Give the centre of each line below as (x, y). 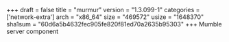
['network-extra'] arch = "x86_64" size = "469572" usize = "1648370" (105, 17)
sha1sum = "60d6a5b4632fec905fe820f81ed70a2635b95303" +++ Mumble (114, 24)
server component (33, 31)
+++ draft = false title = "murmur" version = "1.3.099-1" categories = (103, 10)
